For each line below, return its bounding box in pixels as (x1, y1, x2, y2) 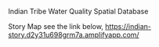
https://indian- (105, 22, 151, 31)
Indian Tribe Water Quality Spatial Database (8, 7, 149, 16)
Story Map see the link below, (8, 22, 104, 31)
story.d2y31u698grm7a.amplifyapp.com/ (8, 31, 139, 39)
